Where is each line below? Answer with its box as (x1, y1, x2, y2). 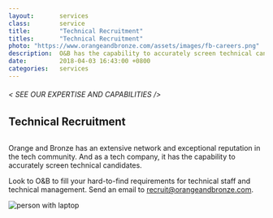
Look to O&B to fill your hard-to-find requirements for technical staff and (8, 176, 250, 186)
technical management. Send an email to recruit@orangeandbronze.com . (8, 185, 254, 194)
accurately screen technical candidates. (8, 160, 142, 170)
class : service (8, 19, 85, 28)
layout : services (8, 11, 89, 20)
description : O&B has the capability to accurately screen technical (8, 49, 253, 58)
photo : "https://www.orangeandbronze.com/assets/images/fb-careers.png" (8, 42, 260, 50)
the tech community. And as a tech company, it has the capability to (8, 152, 236, 162)
